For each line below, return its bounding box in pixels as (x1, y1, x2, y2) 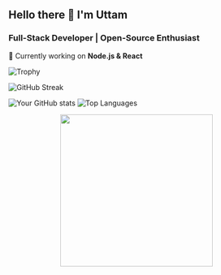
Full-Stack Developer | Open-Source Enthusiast (8, 32, 201, 44)
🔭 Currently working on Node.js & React (8, 50, 143, 61)
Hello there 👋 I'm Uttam (8, 8, 128, 22)
